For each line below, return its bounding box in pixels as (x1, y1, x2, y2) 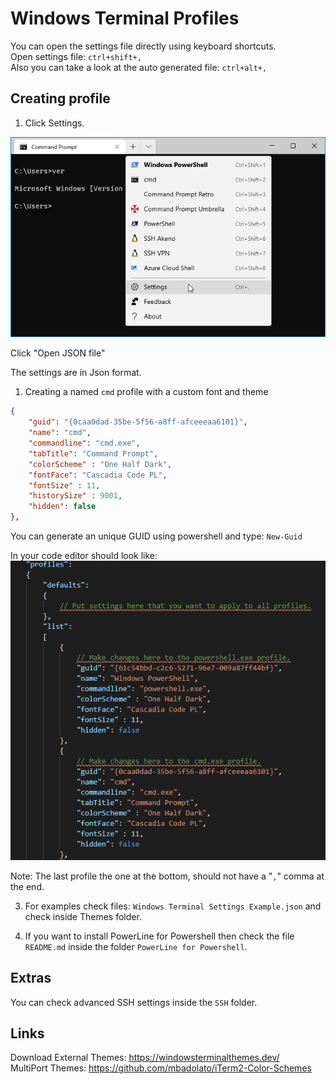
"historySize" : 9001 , (28, 491, 123, 501)
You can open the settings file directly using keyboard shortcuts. (10, 40, 277, 52)
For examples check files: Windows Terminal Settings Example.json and (24, 900, 322, 912)
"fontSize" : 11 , (28, 480, 101, 491)
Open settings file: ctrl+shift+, (10, 50, 142, 62)
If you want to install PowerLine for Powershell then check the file (24, 930, 295, 942)
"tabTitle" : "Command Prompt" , (28, 448, 159, 459)
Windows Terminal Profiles (10, 7, 240, 30)
